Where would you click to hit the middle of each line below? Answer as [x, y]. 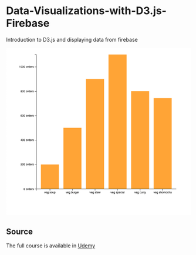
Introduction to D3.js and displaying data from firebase [72, 39]
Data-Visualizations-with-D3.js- [87, 11]
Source [20, 231]
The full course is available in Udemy [51, 246]
